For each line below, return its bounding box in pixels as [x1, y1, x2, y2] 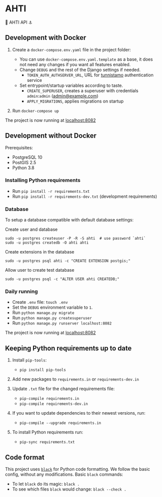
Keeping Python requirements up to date [5, 344, 132, 353]
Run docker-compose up [12, 107, 59, 113]
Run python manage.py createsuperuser [12, 315, 92, 321]
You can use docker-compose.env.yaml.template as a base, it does [19, 56, 153, 62]
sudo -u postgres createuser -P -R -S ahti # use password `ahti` [5, 236, 146, 241]
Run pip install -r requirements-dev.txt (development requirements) [12, 193, 157, 199]
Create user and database [5, 226, 58, 232]
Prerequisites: [5, 144, 33, 150]
